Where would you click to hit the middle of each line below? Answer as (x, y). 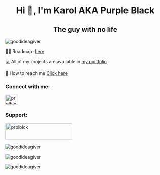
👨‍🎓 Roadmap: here (25, 51)
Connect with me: (28, 86)
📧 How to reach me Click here (36, 73)
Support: (17, 115)
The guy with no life (85, 29)
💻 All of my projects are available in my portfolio (56, 61)
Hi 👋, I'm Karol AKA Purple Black (85, 10)
